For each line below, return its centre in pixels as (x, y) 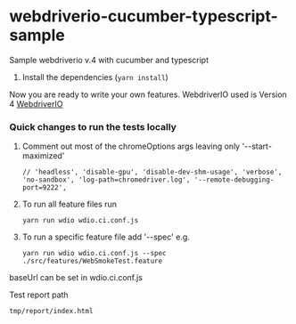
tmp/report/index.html (51, 312)
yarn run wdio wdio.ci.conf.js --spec (94, 254)
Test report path (39, 295)
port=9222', (44, 188)
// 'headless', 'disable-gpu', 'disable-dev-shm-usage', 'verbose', (152, 172)
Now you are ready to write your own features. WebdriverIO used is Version (148, 94)
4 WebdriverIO (36, 103)
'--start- (257, 146)
